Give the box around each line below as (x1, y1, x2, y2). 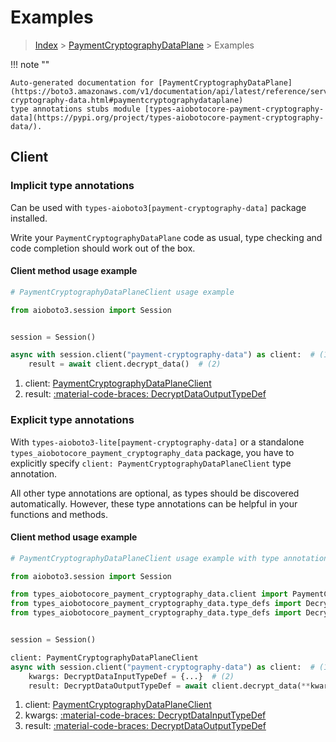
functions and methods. (10, 508, 109, 520)
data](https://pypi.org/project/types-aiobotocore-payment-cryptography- (10, 112, 325, 123)
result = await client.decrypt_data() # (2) (28, 359, 222, 370)
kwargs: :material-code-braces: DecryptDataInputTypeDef (24, 709, 267, 721)
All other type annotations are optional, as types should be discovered (10, 487, 300, 499)
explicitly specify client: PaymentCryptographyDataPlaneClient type (10, 457, 292, 469)
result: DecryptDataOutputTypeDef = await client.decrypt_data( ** (28, 681, 311, 691)
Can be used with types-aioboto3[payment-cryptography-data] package (10, 201, 307, 213)
